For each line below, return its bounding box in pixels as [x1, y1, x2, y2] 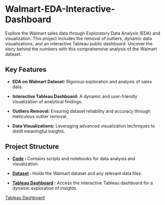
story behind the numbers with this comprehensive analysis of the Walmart [5, 46, 158, 52]
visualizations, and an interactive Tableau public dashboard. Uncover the [5, 40, 153, 46]
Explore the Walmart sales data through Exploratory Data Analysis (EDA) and [5, 30, 161, 36]
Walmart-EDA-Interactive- [5, 3, 115, 15]
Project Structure [5, 142, 59, 151]
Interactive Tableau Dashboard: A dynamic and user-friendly [12, 93, 138, 99]
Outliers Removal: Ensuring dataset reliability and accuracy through [12, 108, 151, 114]
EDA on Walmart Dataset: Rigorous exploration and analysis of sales [12, 78, 152, 84]
